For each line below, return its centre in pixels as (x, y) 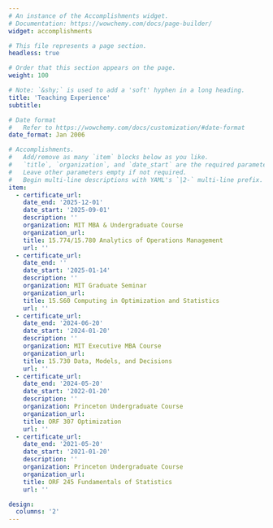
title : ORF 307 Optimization (72, 422)
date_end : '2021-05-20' (63, 444)
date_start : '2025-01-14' (67, 270)
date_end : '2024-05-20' (63, 384)
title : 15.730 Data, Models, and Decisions (98, 361)
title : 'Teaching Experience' (60, 97)
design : (22, 504)
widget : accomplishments (50, 31)
